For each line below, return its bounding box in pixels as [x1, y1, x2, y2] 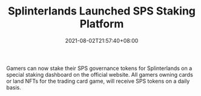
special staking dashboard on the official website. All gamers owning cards [6, 71, 194, 78]
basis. [6, 83, 21, 91]
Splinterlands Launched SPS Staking [8, 4, 196, 18]
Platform [79, 17, 124, 31]
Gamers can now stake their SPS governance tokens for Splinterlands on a [6, 65, 193, 72]
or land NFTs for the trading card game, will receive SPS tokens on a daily [6, 77, 190, 85]
